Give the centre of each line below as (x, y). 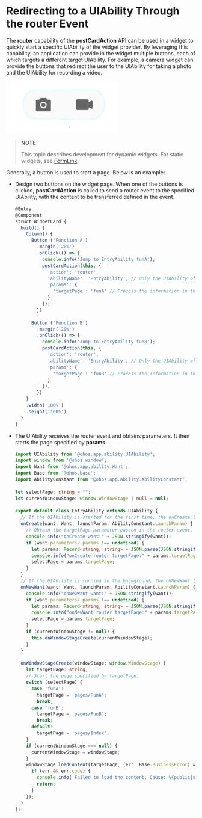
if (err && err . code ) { (61, 771)
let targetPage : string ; (57, 670)
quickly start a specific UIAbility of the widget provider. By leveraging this (97, 47)
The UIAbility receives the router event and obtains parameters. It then (102, 436)
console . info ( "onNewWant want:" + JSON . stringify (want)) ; (100, 594)
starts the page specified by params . (61, 442)
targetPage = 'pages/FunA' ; (72, 695)
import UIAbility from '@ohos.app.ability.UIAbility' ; (85, 454)
